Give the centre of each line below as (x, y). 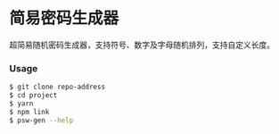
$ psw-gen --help (41, 120)
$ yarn (21, 104)
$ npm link (29, 112)
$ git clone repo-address (57, 87)
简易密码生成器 (64, 18)
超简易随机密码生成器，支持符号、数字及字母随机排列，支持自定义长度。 (142, 45)
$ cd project (33, 96)
